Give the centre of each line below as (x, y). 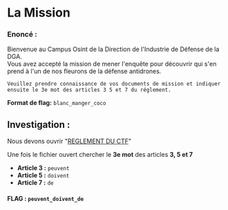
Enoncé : (22, 35)
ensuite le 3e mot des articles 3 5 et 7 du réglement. (89, 90)
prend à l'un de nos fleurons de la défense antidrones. (84, 71)
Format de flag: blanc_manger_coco (57, 103)
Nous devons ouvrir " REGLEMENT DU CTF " (69, 141)
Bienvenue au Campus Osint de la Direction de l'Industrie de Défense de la (113, 49)
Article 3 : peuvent (43, 168)
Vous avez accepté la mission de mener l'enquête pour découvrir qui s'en (112, 64)
